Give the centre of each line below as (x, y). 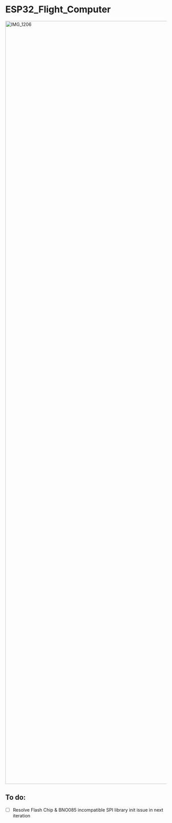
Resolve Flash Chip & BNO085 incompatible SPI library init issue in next (88, 810)
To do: (16, 798)
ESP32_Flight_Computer (58, 10)
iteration (21, 815)
